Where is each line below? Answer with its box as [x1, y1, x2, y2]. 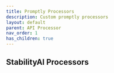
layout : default [6, 19, 46, 25]
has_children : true [6, 36, 54, 41]
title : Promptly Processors [6, 8, 75, 15]
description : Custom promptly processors [6, 14, 109, 20]
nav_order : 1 [6, 30, 38, 36]
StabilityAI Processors [6, 57, 89, 67]
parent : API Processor [6, 25, 61, 31]
